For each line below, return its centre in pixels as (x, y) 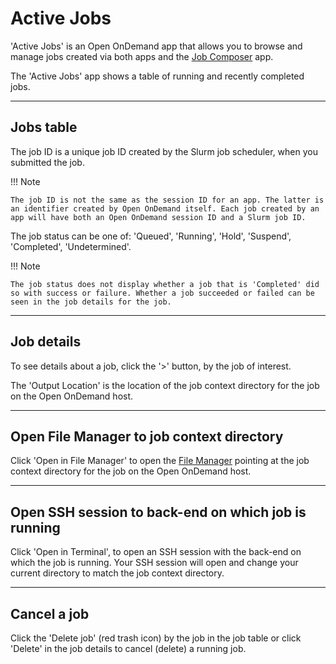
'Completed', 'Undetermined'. (71, 246)
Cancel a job (50, 613)
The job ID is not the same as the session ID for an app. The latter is (167, 200)
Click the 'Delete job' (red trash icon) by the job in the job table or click (156, 638)
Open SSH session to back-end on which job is (158, 512)
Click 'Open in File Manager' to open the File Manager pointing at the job (160, 461)
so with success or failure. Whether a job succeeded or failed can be (162, 293)
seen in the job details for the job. (91, 302)
